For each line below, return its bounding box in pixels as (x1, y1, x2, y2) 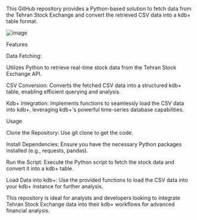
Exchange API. (6, 70, 42, 77)
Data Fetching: (6, 52, 42, 59)
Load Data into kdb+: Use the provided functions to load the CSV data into (6, 176, 189, 184)
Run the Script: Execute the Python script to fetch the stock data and (6, 159, 174, 166)
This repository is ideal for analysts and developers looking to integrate (6, 194, 180, 202)
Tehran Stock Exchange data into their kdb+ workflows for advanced (6, 201, 175, 207)
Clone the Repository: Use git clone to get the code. (6, 129, 133, 136)
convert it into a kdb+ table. (6, 165, 74, 172)
